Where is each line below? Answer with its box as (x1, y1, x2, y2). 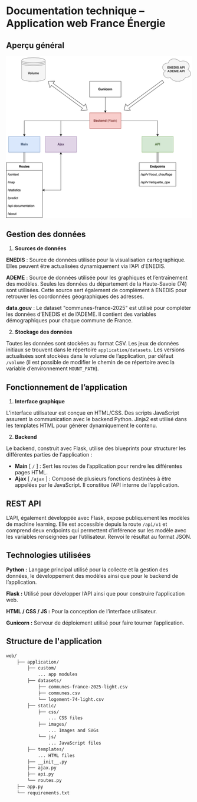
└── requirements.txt (17, 790, 70, 796)
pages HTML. (14, 469, 48, 476)
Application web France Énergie (6, 17, 166, 30)
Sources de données (14, 245, 67, 252)
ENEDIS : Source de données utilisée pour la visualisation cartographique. (6, 256, 186, 264)
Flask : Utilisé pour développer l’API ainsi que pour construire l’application (6, 590, 185, 597)
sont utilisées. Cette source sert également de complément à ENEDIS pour (6, 287, 187, 294)
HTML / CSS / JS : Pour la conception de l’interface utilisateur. (6, 607, 157, 615)
